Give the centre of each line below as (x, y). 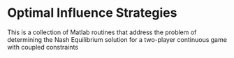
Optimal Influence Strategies (92, 13)
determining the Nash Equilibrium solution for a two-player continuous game (117, 39)
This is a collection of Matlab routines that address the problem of (102, 32)
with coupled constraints (43, 47)
